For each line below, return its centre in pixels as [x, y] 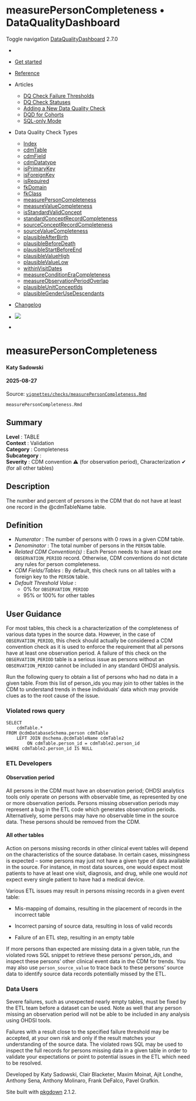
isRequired [36, 181]
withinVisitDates [43, 268]
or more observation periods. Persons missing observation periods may [92, 803]
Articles [24, 84]
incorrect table [32, 914]
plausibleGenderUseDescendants [64, 293]
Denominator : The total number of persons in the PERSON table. [90, 546]
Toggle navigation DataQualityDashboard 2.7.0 [62, 39]
